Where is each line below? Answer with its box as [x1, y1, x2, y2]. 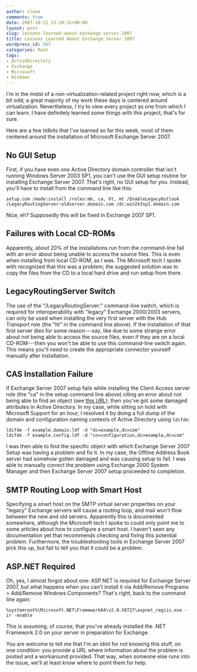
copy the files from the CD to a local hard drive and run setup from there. [6, 269, 182, 276]
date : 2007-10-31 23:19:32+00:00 [6, 19, 88, 25]
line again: [6, 596, 31, 603]
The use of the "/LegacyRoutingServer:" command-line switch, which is [6, 302, 180, 309]
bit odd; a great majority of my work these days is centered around [6, 97, 168, 104]
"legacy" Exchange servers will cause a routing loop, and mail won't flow [6, 507, 182, 514]
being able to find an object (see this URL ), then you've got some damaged [6, 397, 188, 404]
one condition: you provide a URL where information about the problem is [6, 647, 184, 654]
